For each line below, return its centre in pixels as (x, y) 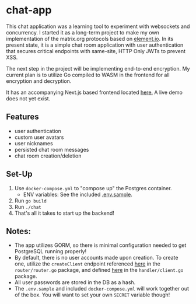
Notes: (18, 231)
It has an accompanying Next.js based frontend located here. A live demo (94, 92)
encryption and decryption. (39, 81)
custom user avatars (39, 137)
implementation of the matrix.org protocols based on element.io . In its (90, 39)
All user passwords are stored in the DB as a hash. (75, 282)
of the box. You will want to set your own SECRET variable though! (92, 295)
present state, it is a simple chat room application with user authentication (95, 45)
